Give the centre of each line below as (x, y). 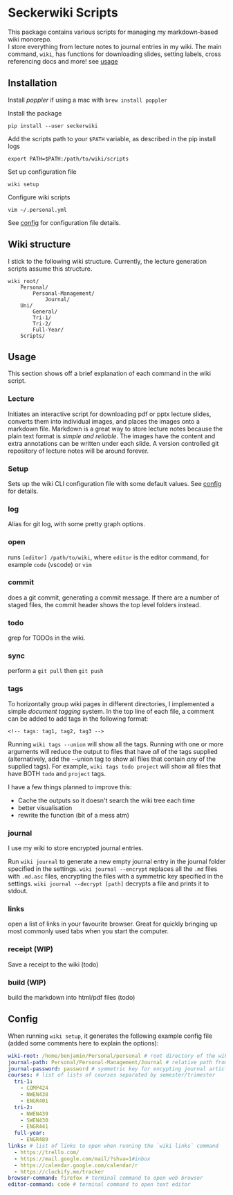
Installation (32, 83)
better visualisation (45, 807)
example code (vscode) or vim (50, 564)
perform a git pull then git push (56, 671)
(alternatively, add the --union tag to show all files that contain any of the (112, 759)
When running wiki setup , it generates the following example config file (110, 1036)
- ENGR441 (35, 1126)
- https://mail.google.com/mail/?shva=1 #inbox (82, 1159)
